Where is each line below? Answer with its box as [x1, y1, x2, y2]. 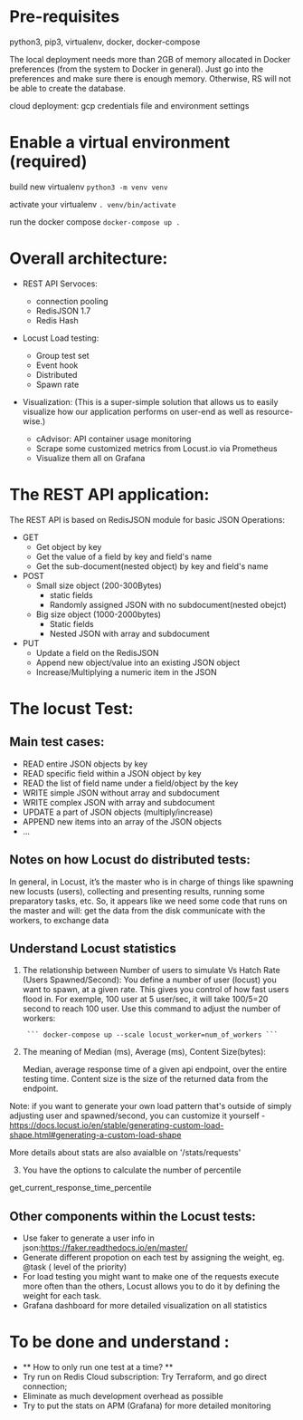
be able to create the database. [9, 82, 127, 93]
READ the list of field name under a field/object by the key [22, 778, 239, 788]
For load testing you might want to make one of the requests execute [22, 1271, 279, 1282]
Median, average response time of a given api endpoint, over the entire [22, 1064, 288, 1075]
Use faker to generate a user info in [22, 1232, 156, 1243]
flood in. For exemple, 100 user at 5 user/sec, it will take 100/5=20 [22, 994, 269, 1005]
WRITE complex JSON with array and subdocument [22, 797, 215, 807]
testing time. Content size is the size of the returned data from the [22, 1074, 269, 1085]
